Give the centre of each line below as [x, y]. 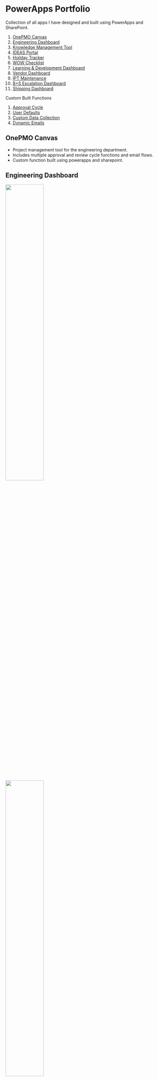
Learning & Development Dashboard [49, 68]
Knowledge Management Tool [42, 47]
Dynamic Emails [29, 123]
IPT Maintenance [29, 78]
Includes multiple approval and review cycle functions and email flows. [83, 155]
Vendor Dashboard [31, 73]
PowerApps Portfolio [48, 9]
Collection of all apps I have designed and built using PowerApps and [74, 22]
